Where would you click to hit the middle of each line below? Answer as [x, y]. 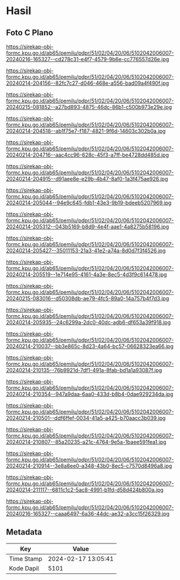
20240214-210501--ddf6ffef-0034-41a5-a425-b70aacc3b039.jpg [86, 418]
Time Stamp [26, 559]
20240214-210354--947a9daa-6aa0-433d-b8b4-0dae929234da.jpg [90, 394]
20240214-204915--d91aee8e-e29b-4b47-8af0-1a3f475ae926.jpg [87, 179]
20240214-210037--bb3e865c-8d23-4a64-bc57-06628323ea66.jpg [90, 346]
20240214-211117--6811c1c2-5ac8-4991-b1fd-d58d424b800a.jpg [85, 490]
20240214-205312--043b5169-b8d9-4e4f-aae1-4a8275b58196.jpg [87, 227]
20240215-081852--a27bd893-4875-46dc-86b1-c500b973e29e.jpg [89, 107]
